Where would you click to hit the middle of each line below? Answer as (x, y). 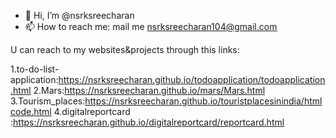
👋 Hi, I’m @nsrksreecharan (79, 15)
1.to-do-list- (35, 69)
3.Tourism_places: (48, 101)
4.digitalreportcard (92, 111)
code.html (31, 111)
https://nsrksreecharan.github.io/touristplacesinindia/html (203, 101)
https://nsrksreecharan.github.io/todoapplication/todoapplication (192, 79)
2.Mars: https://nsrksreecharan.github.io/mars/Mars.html (149, 90)
